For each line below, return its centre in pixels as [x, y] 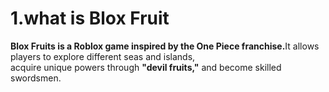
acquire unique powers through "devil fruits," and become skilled [146, 67]
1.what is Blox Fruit [90, 18]
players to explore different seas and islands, [103, 56]
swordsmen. [36, 78]
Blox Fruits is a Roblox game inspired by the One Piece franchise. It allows [165, 46]
